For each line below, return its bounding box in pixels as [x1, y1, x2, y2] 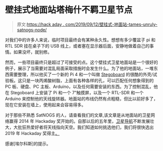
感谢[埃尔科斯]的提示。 [5, 140, 51, 146]
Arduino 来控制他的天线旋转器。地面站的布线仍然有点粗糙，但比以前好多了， [5, 96, 158, 101]
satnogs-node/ [16, 27, 47, 33]
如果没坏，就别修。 [13, 49, 52, 55]
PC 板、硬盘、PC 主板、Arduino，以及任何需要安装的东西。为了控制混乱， [5, 84, 154, 89]
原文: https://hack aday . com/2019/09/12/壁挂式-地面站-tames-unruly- [16, 21, 158, 27]
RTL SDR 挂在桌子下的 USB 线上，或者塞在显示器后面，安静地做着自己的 [5, 43, 150, 49]
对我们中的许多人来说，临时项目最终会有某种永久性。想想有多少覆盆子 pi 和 [5, 37, 156, 43]
